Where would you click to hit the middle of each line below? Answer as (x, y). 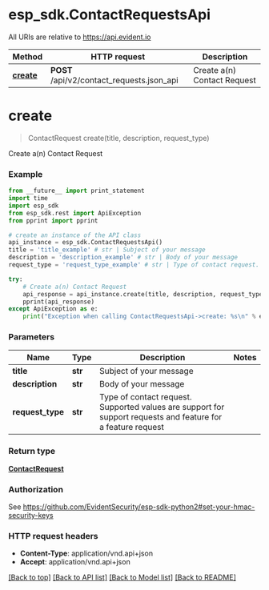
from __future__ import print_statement (77, 191)
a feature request (132, 427)
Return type (32, 452)
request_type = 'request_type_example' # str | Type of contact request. (134, 265)
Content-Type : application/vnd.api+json (86, 553)
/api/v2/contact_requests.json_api (114, 80)
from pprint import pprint (53, 221)
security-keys (31, 516)
